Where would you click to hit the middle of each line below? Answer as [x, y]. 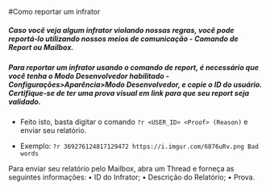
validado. [25, 101]
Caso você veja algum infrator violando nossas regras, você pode [122, 30]
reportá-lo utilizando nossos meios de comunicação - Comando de [124, 39]
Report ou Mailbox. [41, 47]
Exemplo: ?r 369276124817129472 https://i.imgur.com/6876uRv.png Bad [139, 146]
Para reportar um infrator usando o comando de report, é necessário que [134, 67]
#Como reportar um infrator [54, 12]
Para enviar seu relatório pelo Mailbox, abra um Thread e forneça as [122, 169]
